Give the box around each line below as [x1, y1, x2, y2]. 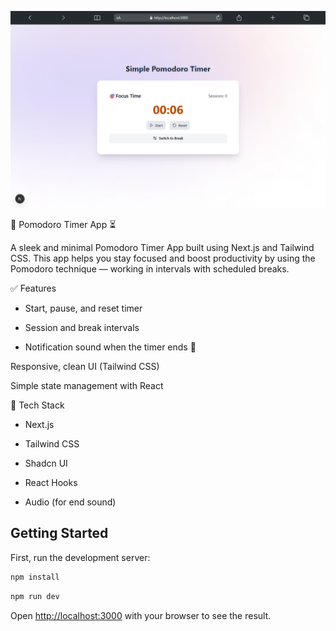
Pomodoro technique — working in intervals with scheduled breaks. [10, 263, 290, 275]
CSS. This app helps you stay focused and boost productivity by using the [10, 252, 316, 264]
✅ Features [10, 282, 57, 294]
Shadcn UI [24, 457, 68, 469]
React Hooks [24, 477, 78, 488]
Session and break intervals [24, 322, 140, 333]
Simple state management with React [10, 380, 164, 391]
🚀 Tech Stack [10, 399, 65, 411]
